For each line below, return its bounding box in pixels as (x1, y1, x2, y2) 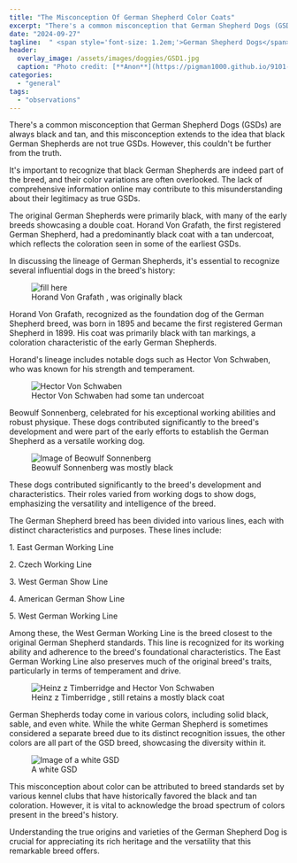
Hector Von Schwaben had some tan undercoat (31, 391, 205, 401)
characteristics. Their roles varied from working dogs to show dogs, (9, 489, 256, 500)
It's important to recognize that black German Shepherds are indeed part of (9, 165, 285, 175)
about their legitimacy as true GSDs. (9, 193, 141, 204)
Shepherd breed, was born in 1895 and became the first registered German (9, 318, 283, 329)
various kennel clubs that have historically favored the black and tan (9, 790, 257, 802)
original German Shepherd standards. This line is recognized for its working (9, 637, 285, 648)
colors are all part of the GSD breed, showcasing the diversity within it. (9, 737, 267, 749)
